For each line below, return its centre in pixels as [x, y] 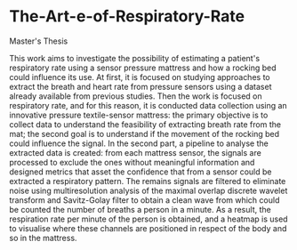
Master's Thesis [39, 41]
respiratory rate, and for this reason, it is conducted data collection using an [148, 105]
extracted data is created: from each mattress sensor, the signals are [136, 152]
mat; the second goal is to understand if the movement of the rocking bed [144, 133]
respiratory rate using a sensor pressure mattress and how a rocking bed [143, 68]
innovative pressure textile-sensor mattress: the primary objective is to [139, 115]
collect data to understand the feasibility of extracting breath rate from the [145, 124]
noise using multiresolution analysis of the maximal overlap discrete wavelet [148, 190]
